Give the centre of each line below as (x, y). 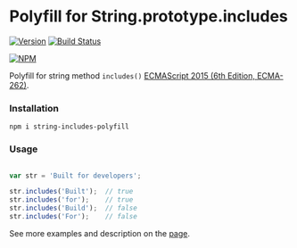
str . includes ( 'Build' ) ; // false (74, 208)
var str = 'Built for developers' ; (75, 176)
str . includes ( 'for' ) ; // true (71, 200)
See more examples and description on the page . (99, 233)
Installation (34, 108)
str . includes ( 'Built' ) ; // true (71, 192)
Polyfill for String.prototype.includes (148, 17)
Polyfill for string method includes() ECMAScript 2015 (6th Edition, (132, 75)
